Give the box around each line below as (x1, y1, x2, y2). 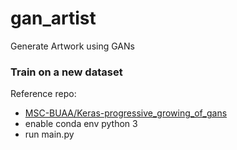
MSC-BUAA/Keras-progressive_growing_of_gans (24, 107, 228, 119)
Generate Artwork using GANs (10, 40, 135, 52)
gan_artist (10, 7, 97, 30)
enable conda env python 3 (24, 118, 138, 130)
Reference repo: (10, 88, 77, 100)
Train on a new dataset (10, 65, 123, 79)
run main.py (24, 128, 75, 141)
